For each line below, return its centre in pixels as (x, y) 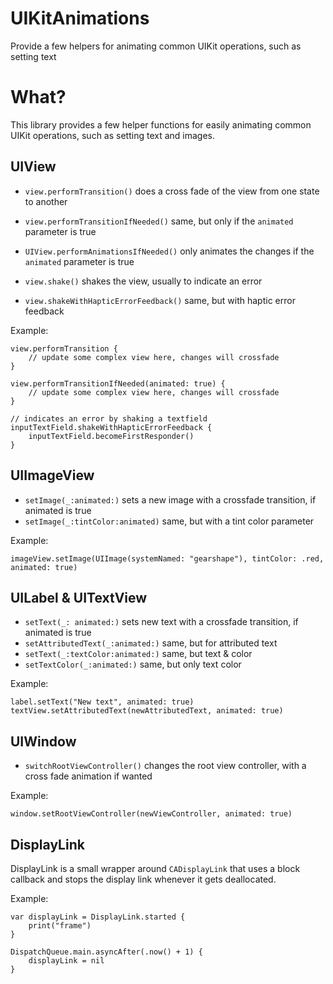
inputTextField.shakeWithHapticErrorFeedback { (111, 427)
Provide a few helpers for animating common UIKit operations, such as (156, 46)
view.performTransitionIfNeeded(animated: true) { (118, 383)
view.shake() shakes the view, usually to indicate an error (143, 281)
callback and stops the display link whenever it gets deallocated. (143, 879)
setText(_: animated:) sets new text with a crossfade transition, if (161, 622)
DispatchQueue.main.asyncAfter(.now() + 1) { (106, 952)
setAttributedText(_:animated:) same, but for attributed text (151, 643)
